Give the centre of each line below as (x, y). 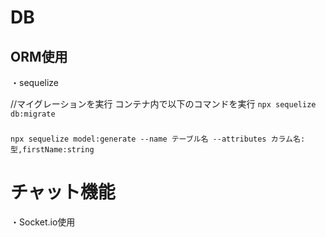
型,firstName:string (52, 149)
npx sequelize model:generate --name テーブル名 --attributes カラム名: (158, 139)
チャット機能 (63, 192)
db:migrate (33, 114)
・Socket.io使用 (43, 222)
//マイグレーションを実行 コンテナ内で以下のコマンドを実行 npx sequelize (163, 104)
